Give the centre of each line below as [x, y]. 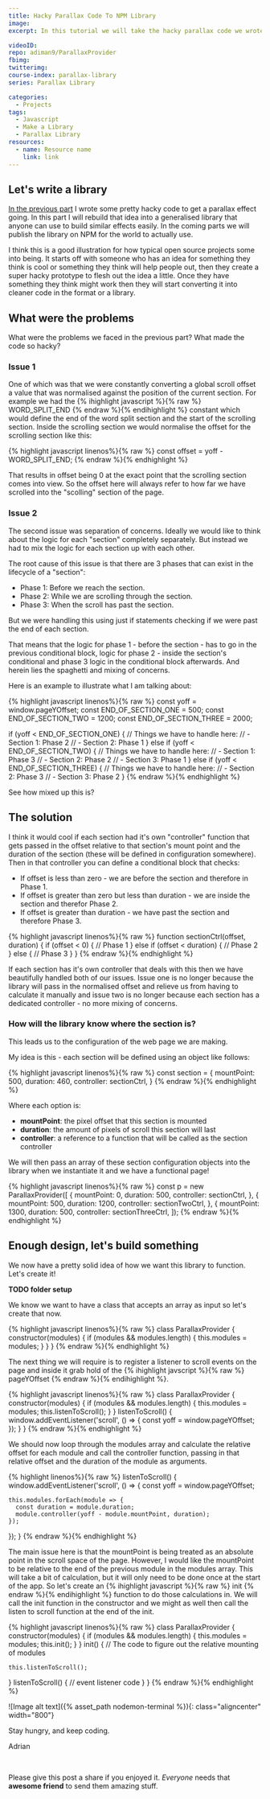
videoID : [23, 45]
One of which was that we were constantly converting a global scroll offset [132, 384]
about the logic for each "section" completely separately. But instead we [128, 539]
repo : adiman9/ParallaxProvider [62, 53]
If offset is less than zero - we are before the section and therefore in [134, 878]
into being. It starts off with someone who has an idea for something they [129, 259]
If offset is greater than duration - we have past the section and [125, 912]
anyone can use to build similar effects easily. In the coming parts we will [129, 226]
